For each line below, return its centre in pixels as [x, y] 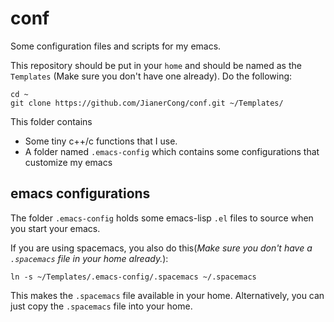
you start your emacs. [55, 228]
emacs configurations [80, 193]
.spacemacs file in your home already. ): [89, 258]
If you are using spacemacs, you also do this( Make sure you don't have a [161, 248]
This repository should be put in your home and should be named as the [156, 65]
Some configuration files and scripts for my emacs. [116, 46]
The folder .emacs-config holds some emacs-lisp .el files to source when [162, 218]
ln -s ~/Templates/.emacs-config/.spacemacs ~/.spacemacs [133, 277]
